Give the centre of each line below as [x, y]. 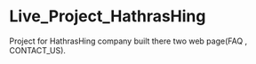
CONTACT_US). [38, 50]
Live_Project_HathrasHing [108, 16]
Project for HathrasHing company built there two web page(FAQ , [128, 41]
